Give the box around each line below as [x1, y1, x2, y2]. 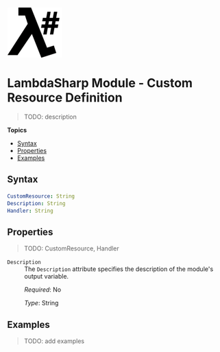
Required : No [24, 285, 62, 294]
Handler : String [7, 207, 53, 214]
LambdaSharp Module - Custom [7, 75, 193, 91]
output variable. [24, 272, 69, 281]
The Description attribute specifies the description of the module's [24, 265, 214, 273]
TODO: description [23, 113, 77, 121]
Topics [7, 126, 27, 134]
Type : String [24, 299, 59, 307]
